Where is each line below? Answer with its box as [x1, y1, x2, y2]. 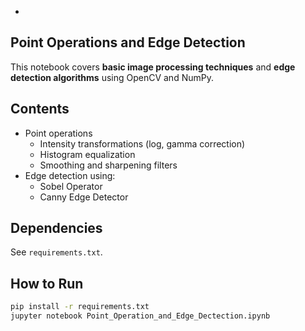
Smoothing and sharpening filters [39, 159, 178, 171]
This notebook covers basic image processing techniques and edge [10, 61, 296, 73]
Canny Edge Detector [39, 191, 129, 203]
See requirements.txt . [10, 246, 103, 258]
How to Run [10, 275, 84, 292]
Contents [10, 101, 70, 118]
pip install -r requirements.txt [10, 302, 150, 312]
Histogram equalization [39, 148, 136, 160]
